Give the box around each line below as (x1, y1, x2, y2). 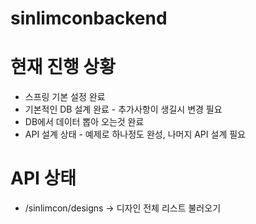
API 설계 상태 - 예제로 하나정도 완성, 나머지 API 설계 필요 (24, 128, 246, 141)
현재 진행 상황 (10, 56, 116, 79)
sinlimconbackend (10, 7, 168, 30)
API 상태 (10, 167, 77, 190)
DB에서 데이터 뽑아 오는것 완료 (24, 116, 145, 128)
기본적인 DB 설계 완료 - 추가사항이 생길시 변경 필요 (24, 103, 223, 116)
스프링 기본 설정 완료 (24, 91, 106, 103)
